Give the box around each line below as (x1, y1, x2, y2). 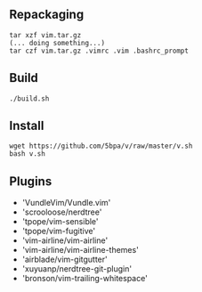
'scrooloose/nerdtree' (21, 207, 102, 217)
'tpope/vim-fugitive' (21, 226, 96, 237)
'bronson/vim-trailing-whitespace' (21, 273, 149, 284)
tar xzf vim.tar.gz (9, 30, 82, 39)
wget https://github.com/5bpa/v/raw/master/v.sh (9, 142, 193, 150)
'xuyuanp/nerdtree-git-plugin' (21, 264, 132, 274)
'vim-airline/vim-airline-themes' (21, 245, 140, 255)
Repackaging (9, 7, 85, 22)
